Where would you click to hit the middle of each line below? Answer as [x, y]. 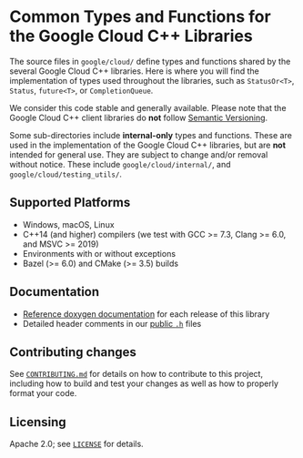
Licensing [38, 422]
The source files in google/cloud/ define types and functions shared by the [150, 61]
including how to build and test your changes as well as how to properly [144, 383]
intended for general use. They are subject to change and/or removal [139, 154]
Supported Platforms [70, 203]
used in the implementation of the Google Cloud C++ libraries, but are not [148, 145]
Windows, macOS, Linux [69, 224]
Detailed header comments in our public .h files [112, 323]
